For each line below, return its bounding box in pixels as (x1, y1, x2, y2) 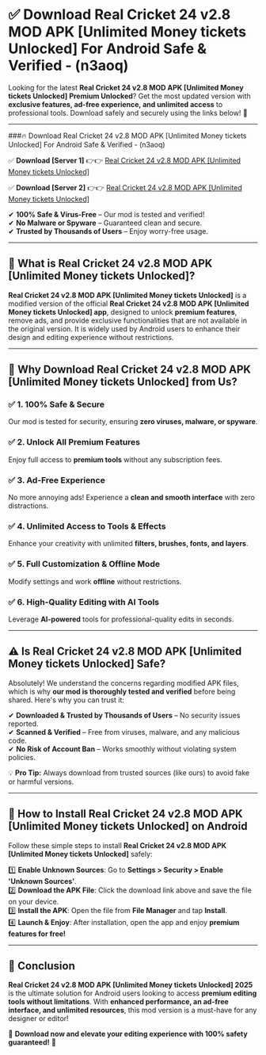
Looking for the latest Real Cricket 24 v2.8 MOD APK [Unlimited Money (8, 82, 244, 92)
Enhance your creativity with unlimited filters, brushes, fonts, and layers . (8, 539, 249, 549)
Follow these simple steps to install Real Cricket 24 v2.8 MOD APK (8, 840, 227, 850)
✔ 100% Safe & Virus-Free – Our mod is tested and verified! (8, 209, 205, 219)
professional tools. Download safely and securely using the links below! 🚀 (8, 108, 248, 117)
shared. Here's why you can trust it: (8, 695, 125, 705)
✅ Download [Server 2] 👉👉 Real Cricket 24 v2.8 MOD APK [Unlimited (8, 182, 243, 192)
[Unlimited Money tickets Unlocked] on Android (8, 820, 248, 833)
